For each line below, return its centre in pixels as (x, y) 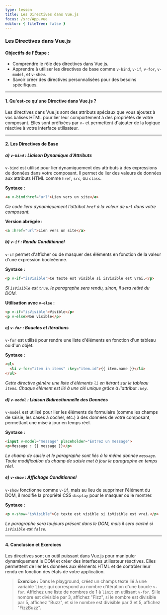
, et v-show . (35, 75)
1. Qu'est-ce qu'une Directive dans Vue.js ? (51, 101)
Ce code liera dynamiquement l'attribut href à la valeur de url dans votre (81, 207)
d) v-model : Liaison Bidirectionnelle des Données (57, 399)
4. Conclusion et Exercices (33, 545)
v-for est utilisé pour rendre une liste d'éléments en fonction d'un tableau (81, 340)
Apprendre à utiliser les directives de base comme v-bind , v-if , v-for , (84, 69)
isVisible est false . (26, 529)
